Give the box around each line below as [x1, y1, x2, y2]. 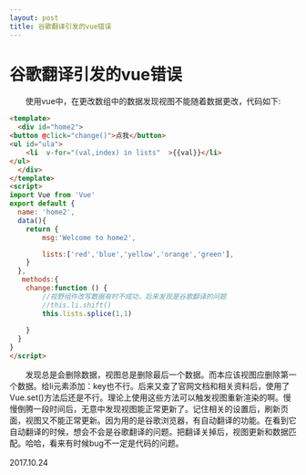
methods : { [21, 275, 59, 284]
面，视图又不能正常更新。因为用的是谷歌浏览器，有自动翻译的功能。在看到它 [9, 415, 297, 426]
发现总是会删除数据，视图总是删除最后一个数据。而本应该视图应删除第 [25, 369, 289, 380]
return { [25, 225, 59, 234]
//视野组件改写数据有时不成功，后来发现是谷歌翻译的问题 [42, 291, 227, 301]
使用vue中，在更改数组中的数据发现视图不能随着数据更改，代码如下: [25, 96, 281, 107]
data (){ [17, 216, 47, 225]
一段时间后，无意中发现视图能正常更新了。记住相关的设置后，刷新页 [33, 403, 289, 414]
